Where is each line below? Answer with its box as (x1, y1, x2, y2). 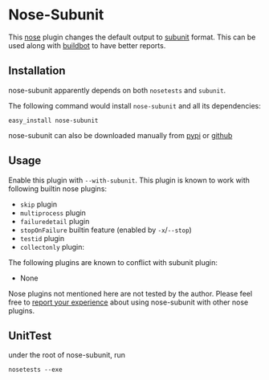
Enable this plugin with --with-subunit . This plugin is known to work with (8, 175, 251, 185)
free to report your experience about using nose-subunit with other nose (8, 297, 249, 307)
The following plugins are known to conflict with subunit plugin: (8, 257, 218, 267)
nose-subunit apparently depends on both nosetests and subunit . (8, 85, 226, 95)
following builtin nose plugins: (8, 183, 107, 194)
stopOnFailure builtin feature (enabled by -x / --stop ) (19, 225, 193, 235)
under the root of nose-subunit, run (8, 350, 126, 360)
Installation (8, 64, 66, 78)
